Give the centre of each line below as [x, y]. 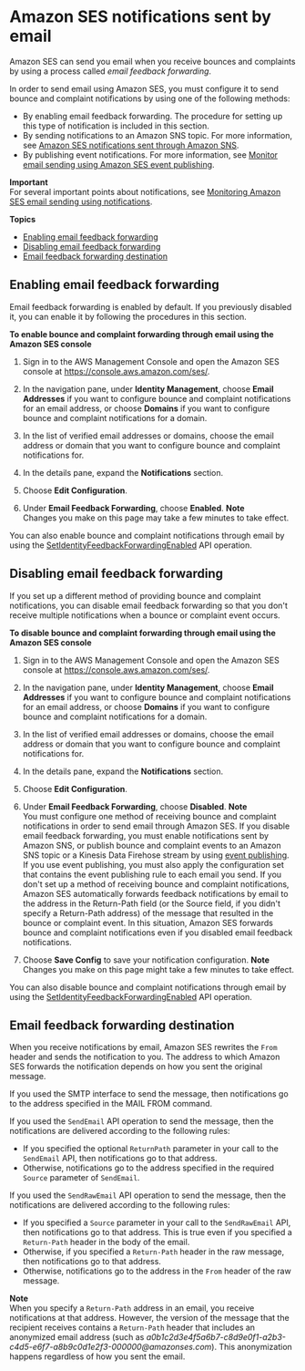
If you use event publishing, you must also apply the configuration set [153, 864]
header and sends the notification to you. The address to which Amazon [145, 1057]
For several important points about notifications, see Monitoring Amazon [145, 191]
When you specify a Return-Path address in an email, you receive [132, 1308]
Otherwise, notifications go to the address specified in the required [148, 1168]
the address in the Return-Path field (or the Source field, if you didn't [151, 903]
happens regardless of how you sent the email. [97, 1356]
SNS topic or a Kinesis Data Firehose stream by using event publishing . [156, 855]
